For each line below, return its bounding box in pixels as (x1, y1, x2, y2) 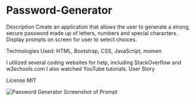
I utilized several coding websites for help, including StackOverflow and (6, 59, 181, 66)
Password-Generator (6, 4, 113, 17)
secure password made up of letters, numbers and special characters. (6, 29, 178, 36)
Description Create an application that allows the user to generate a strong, (6, 23, 190, 30)
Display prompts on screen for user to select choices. (6, 36, 137, 43)
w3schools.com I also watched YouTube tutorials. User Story (6, 65, 156, 72)
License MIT (6, 77, 37, 84)
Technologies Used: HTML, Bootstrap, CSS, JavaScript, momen (6, 47, 162, 54)
